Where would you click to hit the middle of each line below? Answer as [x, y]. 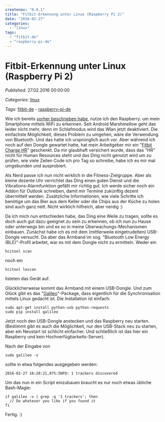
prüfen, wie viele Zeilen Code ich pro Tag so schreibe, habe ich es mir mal [80, 160]
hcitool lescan [21, 269]
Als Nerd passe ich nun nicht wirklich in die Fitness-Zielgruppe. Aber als [78, 175]
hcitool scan [18, 251]
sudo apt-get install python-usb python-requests [57, 307]
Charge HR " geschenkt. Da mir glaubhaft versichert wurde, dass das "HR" [80, 150]
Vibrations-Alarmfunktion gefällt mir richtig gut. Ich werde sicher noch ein [80, 185]
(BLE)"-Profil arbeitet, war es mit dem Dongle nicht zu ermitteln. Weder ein [81, 242]
